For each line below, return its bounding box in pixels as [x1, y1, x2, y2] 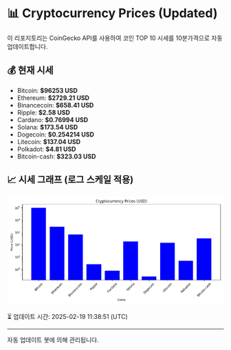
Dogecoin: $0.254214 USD [16, 130, 95, 138]
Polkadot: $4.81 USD [16, 145, 76, 153]
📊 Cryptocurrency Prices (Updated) [7, 6, 218, 21]
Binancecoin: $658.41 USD [16, 101, 94, 109]
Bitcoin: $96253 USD [16, 86, 78, 94]
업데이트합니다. [7, 42, 48, 50]
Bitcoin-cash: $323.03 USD [16, 152, 96, 161]
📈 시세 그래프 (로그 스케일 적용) [7, 174, 134, 186]
